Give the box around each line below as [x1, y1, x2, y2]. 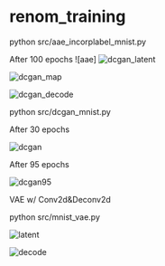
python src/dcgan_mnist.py [9, 106, 111, 117]
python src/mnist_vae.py [9, 211, 101, 223]
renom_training [9, 6, 126, 27]
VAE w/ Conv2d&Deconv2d [9, 194, 111, 204]
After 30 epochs [9, 124, 70, 135]
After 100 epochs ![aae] [9, 53, 97, 64]
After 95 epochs [9, 158, 69, 169]
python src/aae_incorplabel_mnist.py [9, 36, 147, 47]
